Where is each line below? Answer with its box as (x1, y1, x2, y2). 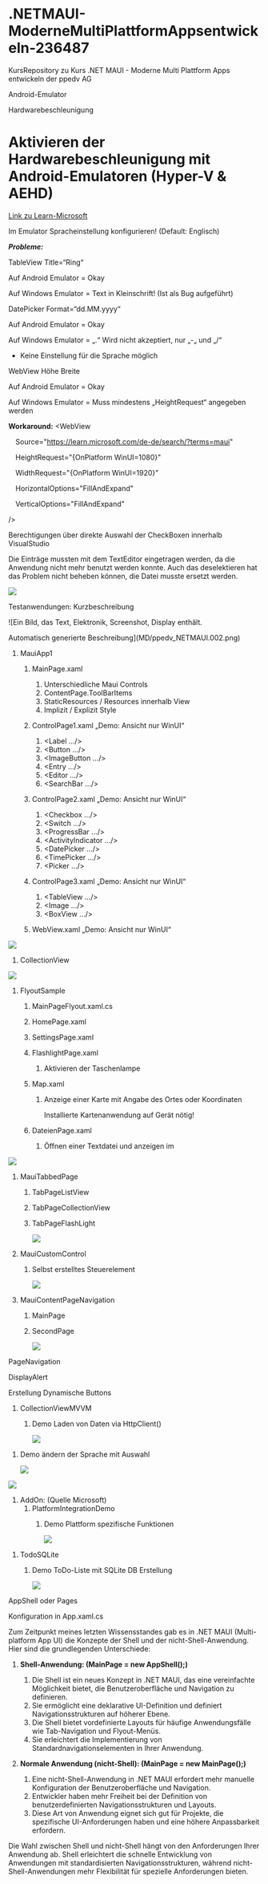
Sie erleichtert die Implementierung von (31, 1734, 162, 1744)
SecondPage (31, 1326, 74, 1335)
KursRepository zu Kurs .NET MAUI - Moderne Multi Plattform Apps (8, 65, 230, 75)
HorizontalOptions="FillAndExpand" (15, 483, 134, 493)
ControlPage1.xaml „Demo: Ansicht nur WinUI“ (31, 720, 185, 730)
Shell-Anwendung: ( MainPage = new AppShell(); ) (19, 1659, 188, 1669)
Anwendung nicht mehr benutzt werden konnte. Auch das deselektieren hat (8, 562, 258, 572)
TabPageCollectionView (31, 1202, 110, 1212)
